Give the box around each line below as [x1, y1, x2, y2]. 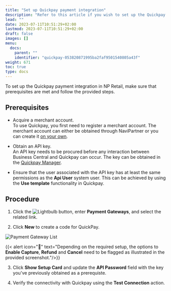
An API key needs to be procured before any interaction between [12, 149, 150, 155]
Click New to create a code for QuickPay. [12, 224, 100, 230]
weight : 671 [5, 60, 31, 65]
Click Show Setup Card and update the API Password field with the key [12, 264, 164, 271]
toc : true [5, 64, 27, 69]
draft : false [5, 31, 33, 36]
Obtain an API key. [12, 143, 52, 149]
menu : [5, 41, 17, 46]
